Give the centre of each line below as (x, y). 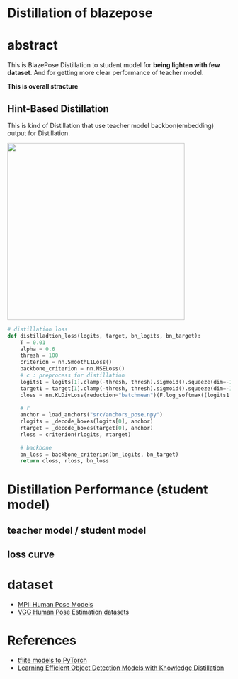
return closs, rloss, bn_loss (65, 461)
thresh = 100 (39, 355)
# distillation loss (38, 329)
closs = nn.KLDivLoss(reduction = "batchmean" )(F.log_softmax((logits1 (125, 395)
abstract (33, 46)
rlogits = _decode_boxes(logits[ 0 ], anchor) (87, 422)
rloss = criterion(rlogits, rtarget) (76, 434)
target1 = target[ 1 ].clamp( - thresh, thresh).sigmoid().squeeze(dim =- (125, 388)
